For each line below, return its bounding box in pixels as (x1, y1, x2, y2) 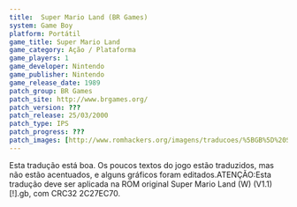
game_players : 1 (9, 54, 69, 63)
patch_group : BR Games (9, 86, 93, 95)
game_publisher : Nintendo (9, 70, 104, 79)
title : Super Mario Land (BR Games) (9, 12, 148, 22)
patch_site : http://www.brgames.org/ (9, 94, 148, 104)
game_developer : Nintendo (9, 63, 104, 71)
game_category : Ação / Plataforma (9, 46, 137, 55)
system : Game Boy (9, 21, 73, 30)
